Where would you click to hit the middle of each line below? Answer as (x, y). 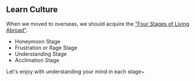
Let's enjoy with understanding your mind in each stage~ (75, 71)
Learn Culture (32, 10)
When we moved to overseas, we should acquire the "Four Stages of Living (98, 23)
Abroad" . (17, 30)
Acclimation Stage (37, 60)
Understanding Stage (40, 54)
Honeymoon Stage (38, 41)
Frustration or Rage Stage (46, 48)
